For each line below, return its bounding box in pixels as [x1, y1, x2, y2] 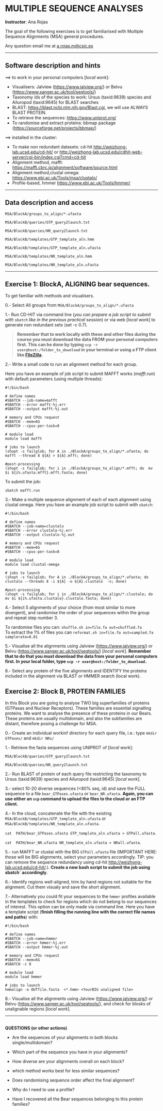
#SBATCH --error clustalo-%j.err [5, 528, 73, 533]
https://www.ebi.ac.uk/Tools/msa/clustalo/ [12, 175, 98, 180]
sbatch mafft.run [5, 488, 40, 493]
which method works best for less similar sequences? [12, 1068, 120, 1074]
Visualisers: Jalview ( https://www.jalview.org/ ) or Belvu [12, 83, 123, 90]
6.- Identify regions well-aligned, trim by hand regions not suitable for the [5, 879, 152, 885]
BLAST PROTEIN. [12, 110, 47, 115]
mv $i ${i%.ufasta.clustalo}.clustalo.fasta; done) [5, 596, 112, 601]
